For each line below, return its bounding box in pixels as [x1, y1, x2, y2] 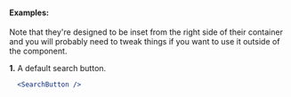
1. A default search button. [9, 63, 107, 74]
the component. [9, 45, 68, 57]
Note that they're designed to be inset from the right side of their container [9, 27, 283, 37]
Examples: [9, 7, 49, 18]
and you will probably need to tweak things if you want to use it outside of [9, 36, 280, 47]
